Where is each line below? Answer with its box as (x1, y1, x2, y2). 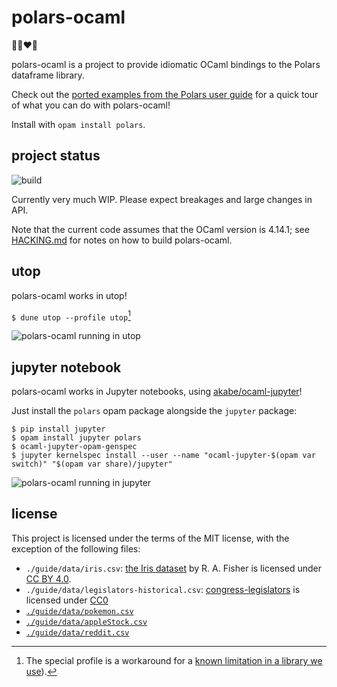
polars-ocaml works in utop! (11, 289, 128, 301)
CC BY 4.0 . (25, 572, 72, 585)
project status (11, 147, 101, 165)
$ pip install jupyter (11, 424, 106, 435)
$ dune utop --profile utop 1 (11, 309, 131, 323)
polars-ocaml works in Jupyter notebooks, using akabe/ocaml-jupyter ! (11, 386, 303, 398)
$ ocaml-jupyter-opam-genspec (11, 442, 138, 452)
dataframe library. (11, 69, 85, 81)
